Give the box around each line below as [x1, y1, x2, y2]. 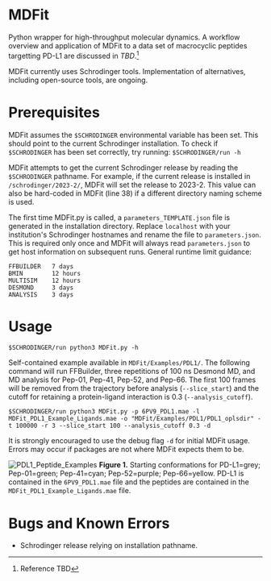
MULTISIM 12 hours [8, 276, 81, 284]
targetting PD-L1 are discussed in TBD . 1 [8, 49, 140, 60]
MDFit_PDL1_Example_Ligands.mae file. [8, 486, 131, 496]
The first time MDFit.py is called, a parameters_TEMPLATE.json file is [8, 212, 231, 222]
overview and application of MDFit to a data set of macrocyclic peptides [8, 40, 248, 50]
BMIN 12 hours [8, 269, 81, 277]
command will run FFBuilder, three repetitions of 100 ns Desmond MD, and [8, 367, 256, 376]
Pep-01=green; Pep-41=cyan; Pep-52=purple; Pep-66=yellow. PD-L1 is [8, 469, 244, 479]
